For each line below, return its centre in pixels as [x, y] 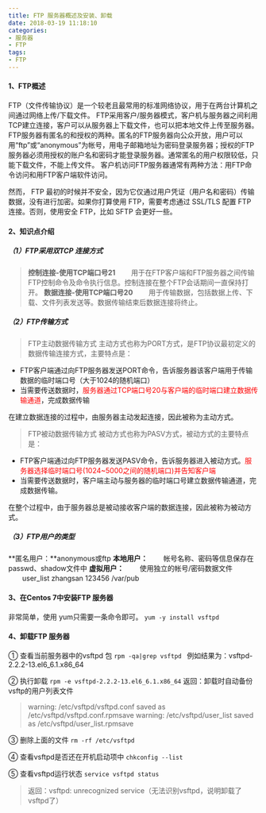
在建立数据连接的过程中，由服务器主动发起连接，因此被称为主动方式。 [123, 417]
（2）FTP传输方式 [38, 322]
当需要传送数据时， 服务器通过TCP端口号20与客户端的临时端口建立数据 [135, 390]
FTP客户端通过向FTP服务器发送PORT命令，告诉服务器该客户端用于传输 [136, 370]
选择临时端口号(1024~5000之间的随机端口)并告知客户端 [125, 470]
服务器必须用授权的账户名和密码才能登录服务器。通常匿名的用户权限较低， [130, 155]
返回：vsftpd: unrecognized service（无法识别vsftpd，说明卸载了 [135, 790]
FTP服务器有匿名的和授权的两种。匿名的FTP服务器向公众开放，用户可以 [126, 135]
